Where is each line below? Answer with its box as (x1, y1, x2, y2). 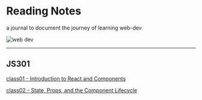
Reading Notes (6, 4, 82, 18)
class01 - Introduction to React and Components (6, 75, 126, 82)
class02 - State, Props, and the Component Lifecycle (6, 86, 137, 94)
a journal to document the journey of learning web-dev (6, 24, 142, 31)
